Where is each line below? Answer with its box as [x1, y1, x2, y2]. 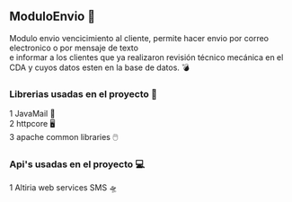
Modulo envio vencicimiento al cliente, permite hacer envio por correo [9, 32, 270, 43]
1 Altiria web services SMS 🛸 [9, 182, 118, 193]
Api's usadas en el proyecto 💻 [9, 158, 146, 171]
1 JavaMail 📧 [9, 109, 56, 119]
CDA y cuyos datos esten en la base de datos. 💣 [9, 62, 190, 73]
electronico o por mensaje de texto [9, 42, 139, 53]
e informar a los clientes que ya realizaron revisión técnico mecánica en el [9, 51, 284, 63]
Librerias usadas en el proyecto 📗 [9, 87, 157, 100]
